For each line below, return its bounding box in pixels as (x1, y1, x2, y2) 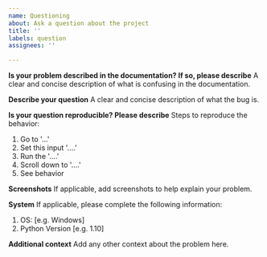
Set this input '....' (19, 143, 78, 153)
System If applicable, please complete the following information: (8, 200, 223, 210)
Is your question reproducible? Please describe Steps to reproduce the (8, 110, 248, 120)
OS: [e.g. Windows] (19, 215, 85, 225)
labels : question (8, 34, 67, 43)
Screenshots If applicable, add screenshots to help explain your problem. (8, 184, 253, 194)
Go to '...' (19, 134, 50, 145)
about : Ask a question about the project (8, 19, 150, 27)
